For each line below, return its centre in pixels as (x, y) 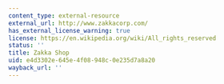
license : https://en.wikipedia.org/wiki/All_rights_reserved (112, 38)
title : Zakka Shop (39, 53)
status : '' (26, 46)
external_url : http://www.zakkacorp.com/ (78, 23)
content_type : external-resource (64, 16)
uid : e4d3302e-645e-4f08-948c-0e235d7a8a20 (82, 61)
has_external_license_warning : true (69, 30)
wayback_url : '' (35, 68)
